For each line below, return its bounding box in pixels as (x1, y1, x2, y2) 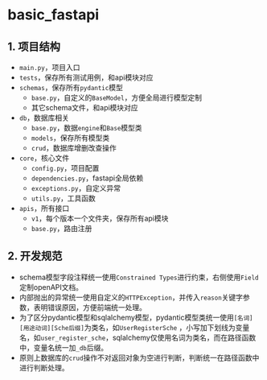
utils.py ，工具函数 (31, 193, 96, 203)
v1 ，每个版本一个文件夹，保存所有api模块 (31, 213, 169, 223)
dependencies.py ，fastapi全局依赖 (31, 173, 144, 183)
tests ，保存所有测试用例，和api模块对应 (18, 72, 154, 82)
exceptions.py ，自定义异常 (31, 184, 121, 192)
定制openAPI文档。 (18, 282, 84, 291)
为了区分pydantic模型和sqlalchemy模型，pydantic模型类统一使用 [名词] (18, 312, 254, 322)
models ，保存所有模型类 (31, 133, 110, 142)
